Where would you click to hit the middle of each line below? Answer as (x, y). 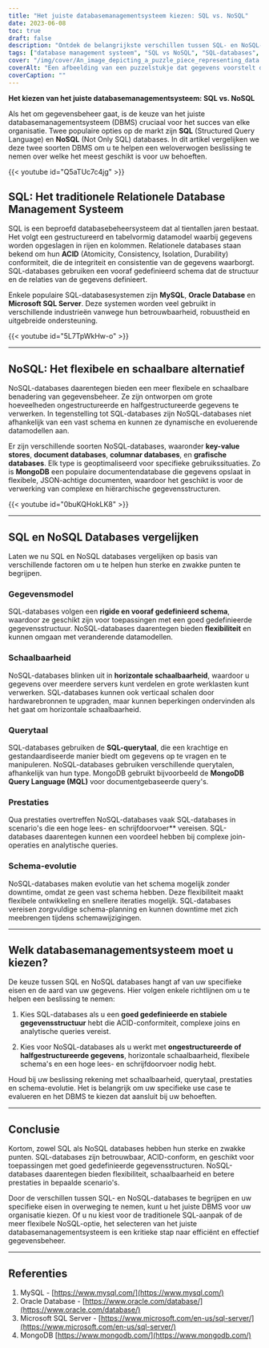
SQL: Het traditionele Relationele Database (117, 197)
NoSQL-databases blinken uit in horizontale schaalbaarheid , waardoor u (129, 675)
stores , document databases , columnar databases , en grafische (117, 455)
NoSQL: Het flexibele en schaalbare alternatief (126, 369)
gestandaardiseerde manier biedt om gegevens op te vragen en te (117, 756)
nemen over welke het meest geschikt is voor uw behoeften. (108, 156)
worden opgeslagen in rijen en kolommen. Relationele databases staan (125, 246)
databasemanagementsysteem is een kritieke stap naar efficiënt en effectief (134, 1232)
